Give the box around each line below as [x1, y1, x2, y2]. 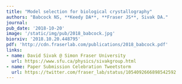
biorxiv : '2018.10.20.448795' [6, 36, 81, 42]
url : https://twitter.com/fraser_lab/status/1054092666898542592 [11, 69, 177, 75]
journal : [6, 20, 28, 25]
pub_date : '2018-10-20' [6, 25, 65, 31]
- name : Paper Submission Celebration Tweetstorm [6, 63, 132, 70]
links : [6, 47, 23, 53]
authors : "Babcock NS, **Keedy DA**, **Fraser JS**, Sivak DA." [6, 14, 168, 20]
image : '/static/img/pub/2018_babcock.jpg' [6, 31, 116, 37]
